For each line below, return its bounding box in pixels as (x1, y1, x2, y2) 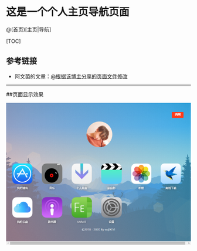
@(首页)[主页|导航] (6, 26, 52, 33)
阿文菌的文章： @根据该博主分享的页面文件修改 (14, 73, 128, 80)
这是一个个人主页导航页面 (6, 5, 130, 19)
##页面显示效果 (6, 90, 44, 97)
